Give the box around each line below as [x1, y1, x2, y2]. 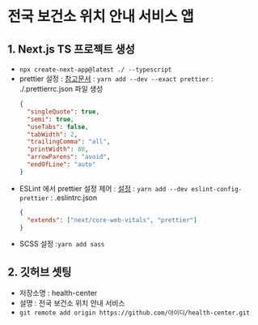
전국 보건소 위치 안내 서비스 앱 [7, 7, 195, 26]
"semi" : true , [27, 115, 74, 123]
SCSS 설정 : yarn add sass [19, 239, 105, 249]
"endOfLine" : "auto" [27, 160, 96, 169]
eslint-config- [191, 185, 243, 193]
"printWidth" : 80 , [27, 145, 89, 154]
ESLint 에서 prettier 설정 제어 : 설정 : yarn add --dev [19, 183, 188, 193]
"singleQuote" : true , [27, 107, 100, 116]
